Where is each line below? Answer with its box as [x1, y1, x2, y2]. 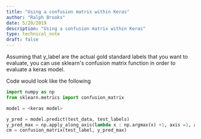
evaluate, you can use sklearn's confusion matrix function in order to [6, 59, 176, 67]
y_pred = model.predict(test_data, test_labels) [6, 116, 130, 122]
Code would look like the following [6, 77, 91, 84]
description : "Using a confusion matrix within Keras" [6, 25, 146, 32]
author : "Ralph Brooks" [6, 14, 66, 20]
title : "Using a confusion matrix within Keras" [6, 8, 130, 15]
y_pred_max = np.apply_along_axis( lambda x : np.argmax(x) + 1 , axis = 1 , [6, 122, 191, 128]
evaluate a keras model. [6, 66, 65, 72]
